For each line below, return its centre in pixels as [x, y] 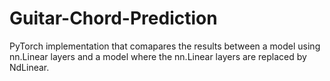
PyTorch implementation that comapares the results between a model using [165, 46]
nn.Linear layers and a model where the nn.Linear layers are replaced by [158, 56]
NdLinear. [29, 67]
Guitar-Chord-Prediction [113, 18]
